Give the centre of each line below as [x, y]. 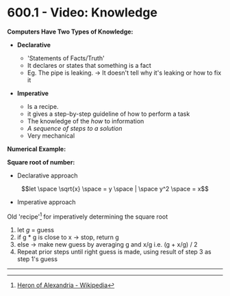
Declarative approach [47, 175]
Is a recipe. [43, 106]
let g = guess [36, 230]
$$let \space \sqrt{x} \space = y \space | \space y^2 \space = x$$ [115, 188]
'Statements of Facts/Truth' [66, 58]
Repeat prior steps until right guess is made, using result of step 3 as [114, 251]
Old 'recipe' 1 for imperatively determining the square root [88, 216]
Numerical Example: [37, 149]
